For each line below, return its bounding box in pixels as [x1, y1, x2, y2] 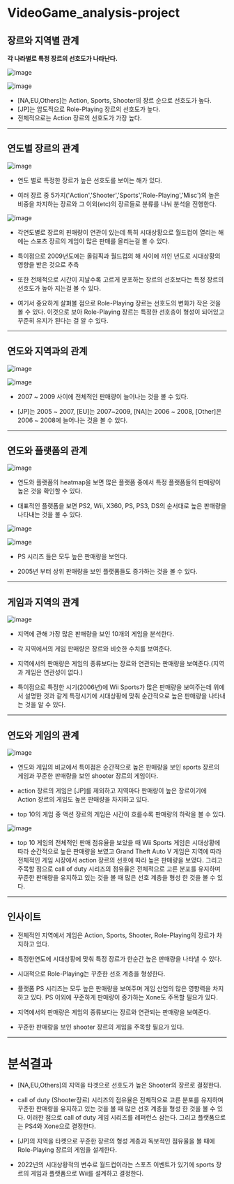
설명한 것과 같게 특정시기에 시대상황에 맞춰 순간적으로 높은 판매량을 [24, 692, 208, 700]
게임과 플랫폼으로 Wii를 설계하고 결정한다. [30, 1169, 144, 1177]
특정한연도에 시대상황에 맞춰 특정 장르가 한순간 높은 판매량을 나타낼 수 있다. [17, 954, 222, 962]
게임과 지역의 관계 [7, 596, 79, 608]
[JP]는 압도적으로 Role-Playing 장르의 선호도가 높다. [17, 105, 161, 113]
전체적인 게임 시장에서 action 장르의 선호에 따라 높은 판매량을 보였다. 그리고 [17, 856, 223, 865]
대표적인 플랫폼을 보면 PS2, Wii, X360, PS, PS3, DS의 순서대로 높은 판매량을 [17, 502, 227, 510]
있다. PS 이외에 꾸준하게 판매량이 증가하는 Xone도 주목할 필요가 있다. [30, 992, 218, 1001]
